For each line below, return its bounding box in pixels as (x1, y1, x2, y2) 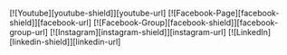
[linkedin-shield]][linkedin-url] (9, 36, 121, 47)
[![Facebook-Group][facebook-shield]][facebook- (93, 17, 279, 28)
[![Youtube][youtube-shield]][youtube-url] (9, 8, 167, 18)
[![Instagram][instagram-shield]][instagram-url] (49, 27, 226, 37)
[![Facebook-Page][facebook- (167, 8, 280, 18)
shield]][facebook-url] (9, 17, 92, 28)
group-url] (9, 27, 48, 37)
